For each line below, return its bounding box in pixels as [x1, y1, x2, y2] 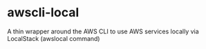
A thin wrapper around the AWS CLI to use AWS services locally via [7, 27, 199, 35]
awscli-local [7, 5, 79, 20]
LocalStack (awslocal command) [7, 34, 100, 42]
